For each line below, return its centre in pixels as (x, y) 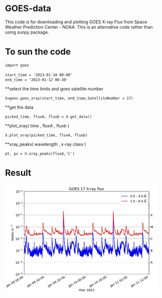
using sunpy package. (27, 32)
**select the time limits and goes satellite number (54, 89)
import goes (17, 65)
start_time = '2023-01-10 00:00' (39, 75)
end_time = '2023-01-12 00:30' (37, 80)
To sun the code (38, 52)
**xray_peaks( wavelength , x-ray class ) (46, 144)
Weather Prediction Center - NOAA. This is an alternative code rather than (79, 27)
